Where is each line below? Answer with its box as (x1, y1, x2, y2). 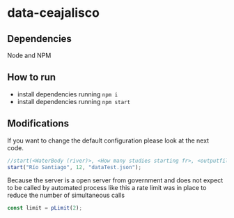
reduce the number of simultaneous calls (7, 191, 125, 200)
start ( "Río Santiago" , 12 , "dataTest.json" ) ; (7, 163, 141, 170)
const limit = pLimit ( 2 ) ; (7, 205, 82, 212)
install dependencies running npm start (17, 97, 131, 106)
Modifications (7, 117, 70, 130)
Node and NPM (7, 51, 52, 59)
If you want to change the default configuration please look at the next (7, 136, 210, 145)
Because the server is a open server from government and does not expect (7, 176, 224, 184)
